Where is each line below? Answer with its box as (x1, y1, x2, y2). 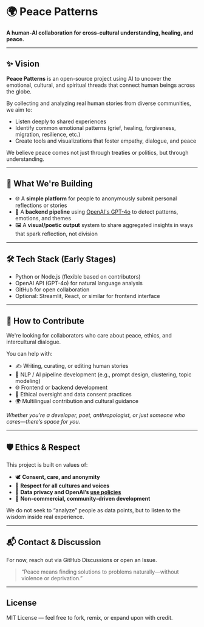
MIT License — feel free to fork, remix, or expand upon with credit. (6, 614, 173, 621)
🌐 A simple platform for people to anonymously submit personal (15, 195, 177, 202)
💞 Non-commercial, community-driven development (15, 495, 151, 502)
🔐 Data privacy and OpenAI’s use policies (15, 489, 121, 495)
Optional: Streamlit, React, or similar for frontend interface (15, 293, 160, 300)
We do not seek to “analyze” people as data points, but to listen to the (6, 507, 181, 513)
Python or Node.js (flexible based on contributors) (15, 273, 141, 280)
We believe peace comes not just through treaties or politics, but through (6, 149, 189, 156)
